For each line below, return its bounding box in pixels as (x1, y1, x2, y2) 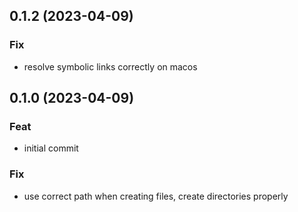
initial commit (23, 142, 79, 154)
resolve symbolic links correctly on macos (23, 60, 198, 73)
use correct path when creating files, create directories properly (23, 190, 289, 202)
